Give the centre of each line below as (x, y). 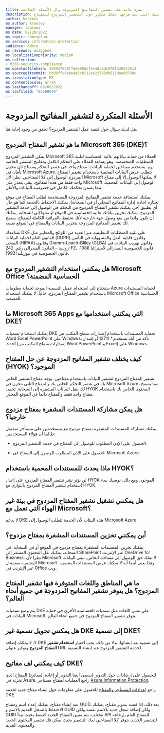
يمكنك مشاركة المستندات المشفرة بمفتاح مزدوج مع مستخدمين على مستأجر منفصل (81, 429)
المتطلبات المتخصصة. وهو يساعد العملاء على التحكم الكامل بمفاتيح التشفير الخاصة (80, 161)
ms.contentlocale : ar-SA (31, 82)
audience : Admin (22, 46)
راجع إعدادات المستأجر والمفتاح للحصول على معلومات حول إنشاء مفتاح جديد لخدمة (81, 689)
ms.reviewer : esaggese (28, 50)
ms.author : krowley (25, 23)
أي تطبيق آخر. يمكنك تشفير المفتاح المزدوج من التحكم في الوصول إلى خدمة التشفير (82, 207)
